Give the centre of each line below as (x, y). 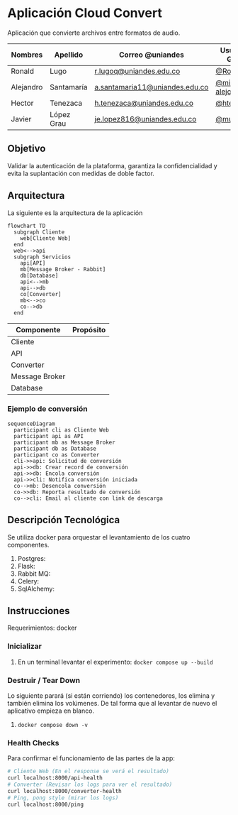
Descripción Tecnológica (64, 520)
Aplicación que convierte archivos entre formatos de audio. (94, 33)
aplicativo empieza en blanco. (51, 711)
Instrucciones (39, 611)
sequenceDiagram (31, 424)
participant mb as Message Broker (64, 442)
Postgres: (32, 558)
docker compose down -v (53, 726)
